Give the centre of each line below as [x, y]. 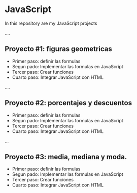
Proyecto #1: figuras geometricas [58, 49]
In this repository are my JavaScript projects [51, 23]
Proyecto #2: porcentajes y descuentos [68, 103]
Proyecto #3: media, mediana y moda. [66, 157]
